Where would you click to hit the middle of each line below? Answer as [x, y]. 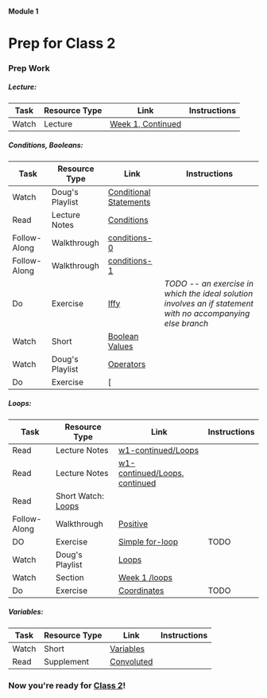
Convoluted [132, 661]
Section [70, 577]
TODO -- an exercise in [209, 283]
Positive [133, 524]
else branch [186, 323]
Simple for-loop [148, 541]
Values [120, 346]
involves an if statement [209, 303]
